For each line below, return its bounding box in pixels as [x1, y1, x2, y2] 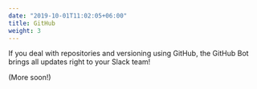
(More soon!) [8, 73, 51, 83]
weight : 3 [8, 26, 42, 34]
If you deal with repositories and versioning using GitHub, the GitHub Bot [8, 49, 249, 59]
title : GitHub [8, 19, 56, 27]
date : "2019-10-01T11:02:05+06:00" [8, 11, 128, 20]
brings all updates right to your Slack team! [8, 57, 151, 67]
